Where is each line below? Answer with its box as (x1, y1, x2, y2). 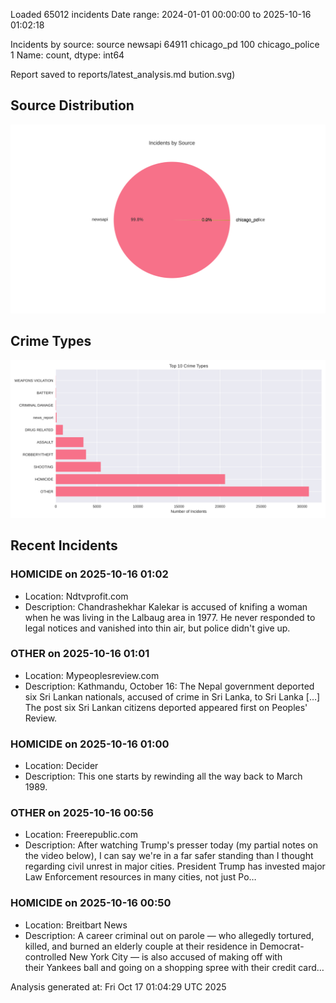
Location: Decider (24, 760, 99, 772)
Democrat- (259, 940, 305, 952)
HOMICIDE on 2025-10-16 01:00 (10, 737, 170, 751)
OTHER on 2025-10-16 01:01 (10, 647, 150, 661)
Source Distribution (10, 97, 135, 114)
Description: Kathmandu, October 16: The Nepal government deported (24, 680, 315, 692)
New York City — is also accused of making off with (68, 950, 283, 963)
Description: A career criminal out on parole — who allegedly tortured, (24, 929, 315, 941)
